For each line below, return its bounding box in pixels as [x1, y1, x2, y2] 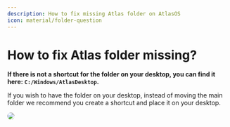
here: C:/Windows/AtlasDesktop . [7, 78, 100, 86]
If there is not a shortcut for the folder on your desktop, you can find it [7, 70, 216, 79]
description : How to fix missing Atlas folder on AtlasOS [7, 10, 181, 18]
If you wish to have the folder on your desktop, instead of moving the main [7, 91, 223, 100]
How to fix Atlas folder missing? [7, 47, 197, 63]
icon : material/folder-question [7, 17, 102, 24]
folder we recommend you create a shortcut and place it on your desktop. [7, 99, 222, 107]
